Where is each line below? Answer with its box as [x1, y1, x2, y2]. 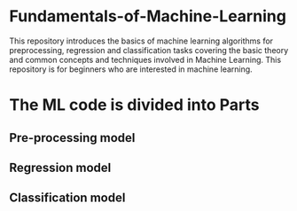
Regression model [9, 160, 112, 175]
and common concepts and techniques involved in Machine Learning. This [9, 54, 282, 65]
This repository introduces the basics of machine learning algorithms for [9, 35, 273, 46]
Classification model [9, 191, 126, 206]
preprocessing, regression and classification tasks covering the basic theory [9, 44, 289, 55]
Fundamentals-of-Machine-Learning [9, 6, 286, 27]
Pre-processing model [9, 130, 136, 145]
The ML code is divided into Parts [9, 95, 260, 115]
